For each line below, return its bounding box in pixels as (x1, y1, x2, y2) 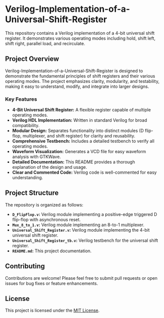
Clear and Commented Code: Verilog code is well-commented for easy (12, 169, 157, 175)
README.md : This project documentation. (12, 248, 92, 254)
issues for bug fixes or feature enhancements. (5, 280, 98, 286)
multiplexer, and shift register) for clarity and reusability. (23, 133, 136, 139)
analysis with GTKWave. (12, 154, 61, 160)
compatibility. (12, 123, 40, 129)
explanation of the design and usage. (12, 164, 87, 170)
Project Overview (5, 55, 59, 63)
